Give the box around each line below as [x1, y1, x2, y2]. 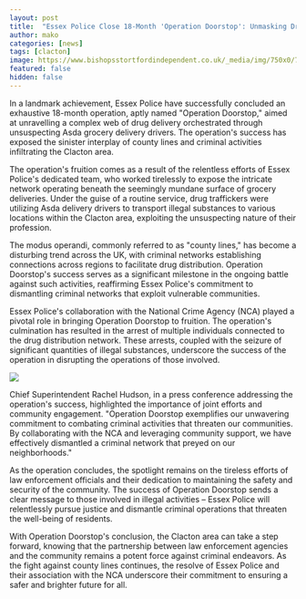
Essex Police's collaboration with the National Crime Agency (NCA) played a [9, 305, 295, 316]
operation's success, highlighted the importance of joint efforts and [9, 398, 262, 409]
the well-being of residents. [9, 512, 113, 524]
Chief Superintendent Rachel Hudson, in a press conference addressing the [9, 388, 293, 399]
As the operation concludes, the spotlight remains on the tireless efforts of [9, 464, 289, 475]
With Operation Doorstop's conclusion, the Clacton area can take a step [9, 531, 280, 542]
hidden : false [9, 73, 64, 82]
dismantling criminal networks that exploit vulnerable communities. [9, 288, 260, 299]
